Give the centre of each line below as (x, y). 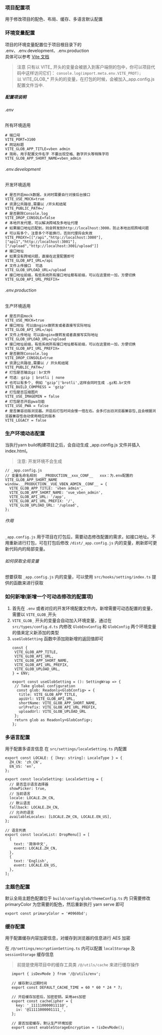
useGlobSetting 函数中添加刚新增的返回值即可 (57, 639)
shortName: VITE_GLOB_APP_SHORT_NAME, (58, 703)
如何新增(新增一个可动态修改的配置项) (49, 597)
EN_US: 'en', (23, 766)
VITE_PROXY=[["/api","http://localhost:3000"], (54, 238)
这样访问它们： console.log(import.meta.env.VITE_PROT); (83, 73)
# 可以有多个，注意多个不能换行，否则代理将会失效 (49, 233)
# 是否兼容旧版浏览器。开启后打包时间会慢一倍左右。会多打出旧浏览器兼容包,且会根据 (79, 411)
